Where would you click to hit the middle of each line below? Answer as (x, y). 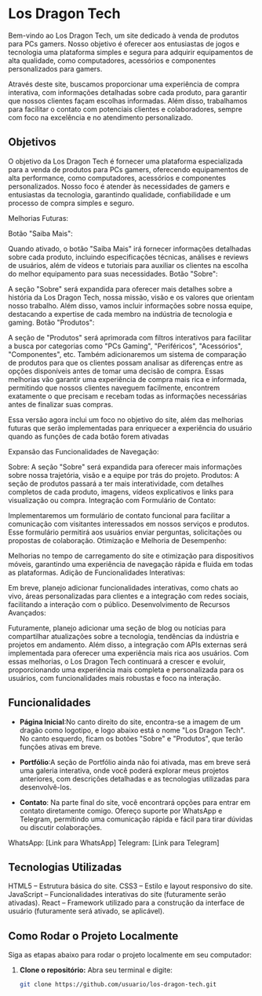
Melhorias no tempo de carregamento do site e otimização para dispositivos (131, 556)
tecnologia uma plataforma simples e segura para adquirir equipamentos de (131, 52)
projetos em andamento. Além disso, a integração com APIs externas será (128, 645)
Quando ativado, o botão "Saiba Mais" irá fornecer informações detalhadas (130, 248)
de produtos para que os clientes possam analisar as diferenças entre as (126, 362)
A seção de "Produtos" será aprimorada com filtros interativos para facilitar (130, 337)
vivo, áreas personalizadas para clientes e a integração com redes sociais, (129, 596)
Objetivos (32, 142)
